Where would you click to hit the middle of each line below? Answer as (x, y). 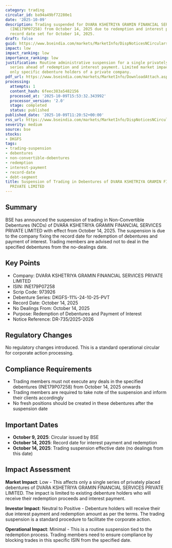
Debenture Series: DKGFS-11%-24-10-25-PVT (61, 297)
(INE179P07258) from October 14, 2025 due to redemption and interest (87, 29)
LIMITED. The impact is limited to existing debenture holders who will (78, 493)
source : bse (18, 129)
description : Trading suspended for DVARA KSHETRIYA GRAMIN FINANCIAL (82, 24)
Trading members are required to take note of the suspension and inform (90, 393)
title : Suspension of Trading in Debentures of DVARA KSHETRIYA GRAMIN (83, 182)
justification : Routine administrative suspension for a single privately (87, 63)
